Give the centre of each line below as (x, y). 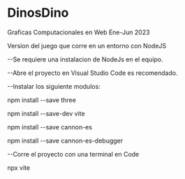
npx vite (18, 167)
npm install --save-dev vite (46, 113)
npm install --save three (42, 100)
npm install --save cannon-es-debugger (65, 141)
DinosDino (38, 13)
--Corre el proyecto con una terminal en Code (73, 154)
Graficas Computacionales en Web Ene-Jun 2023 (79, 32)
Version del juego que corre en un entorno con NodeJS (87, 45)
